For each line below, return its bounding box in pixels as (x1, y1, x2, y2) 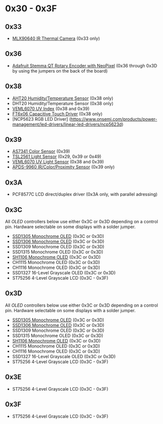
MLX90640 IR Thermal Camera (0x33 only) (12, 35, 100, 41)
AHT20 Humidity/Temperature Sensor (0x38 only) (12, 95, 114, 101)
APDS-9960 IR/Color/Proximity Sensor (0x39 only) (12, 164, 115, 170)
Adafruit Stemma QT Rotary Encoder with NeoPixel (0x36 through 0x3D (12, 62, 158, 69)
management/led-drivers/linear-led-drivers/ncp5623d (12, 121, 122, 127)
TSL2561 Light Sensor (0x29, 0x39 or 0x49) (12, 154, 102, 159)
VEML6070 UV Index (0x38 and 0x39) (12, 106, 90, 111)
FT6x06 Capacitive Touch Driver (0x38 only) (12, 111, 103, 117)
